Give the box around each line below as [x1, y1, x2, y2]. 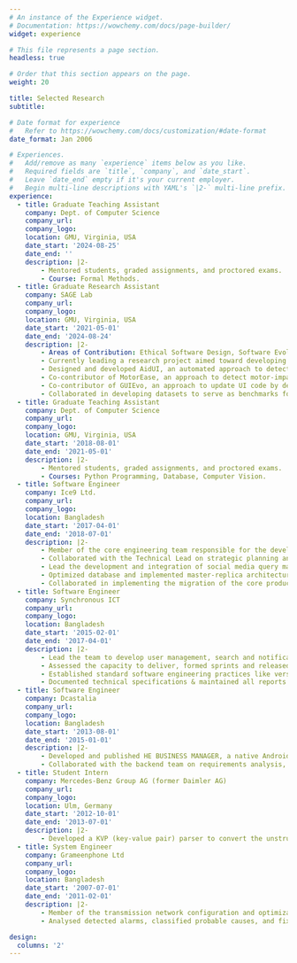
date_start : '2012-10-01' [25, 810, 121, 819]
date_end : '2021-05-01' [25, 447, 113, 456]
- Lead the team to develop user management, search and [41, 653, 255, 662]
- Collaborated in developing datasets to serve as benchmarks [41, 389, 278, 399]
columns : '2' [17, 941, 65, 950]
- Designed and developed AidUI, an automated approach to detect [41, 365, 291, 374]
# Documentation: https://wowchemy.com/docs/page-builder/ [9, 21, 232, 30]
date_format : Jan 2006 [9, 135, 93, 144]
